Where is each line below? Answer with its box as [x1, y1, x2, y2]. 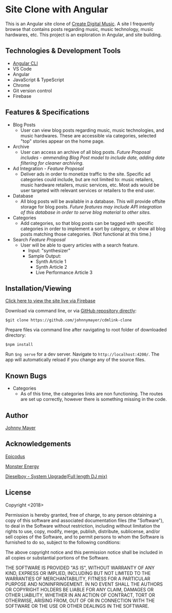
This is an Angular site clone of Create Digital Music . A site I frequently [5, 21, 155, 27]
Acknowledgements [5, 440, 71, 448]
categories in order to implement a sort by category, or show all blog [20, 225, 166, 232]
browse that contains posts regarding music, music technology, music [5, 26, 154, 32]
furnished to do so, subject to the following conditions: [5, 539, 121, 545]
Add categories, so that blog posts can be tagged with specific [20, 220, 154, 226]
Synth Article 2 [35, 264, 68, 270]
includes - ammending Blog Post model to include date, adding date [20, 154, 165, 161]
